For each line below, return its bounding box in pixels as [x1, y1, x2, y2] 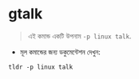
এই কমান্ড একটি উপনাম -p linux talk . [27, 31, 132, 41]
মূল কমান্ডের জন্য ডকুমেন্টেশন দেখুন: [19, 47, 101, 57]
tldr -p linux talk [8, 63, 73, 71]
